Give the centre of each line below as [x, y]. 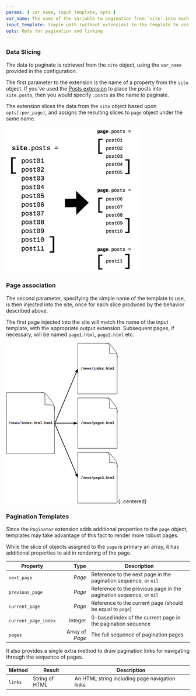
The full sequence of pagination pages [137, 635]
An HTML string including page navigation [125, 678]
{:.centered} [132, 501]
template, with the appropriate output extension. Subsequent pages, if [90, 328]
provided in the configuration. [42, 71]
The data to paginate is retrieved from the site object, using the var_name [94, 65]
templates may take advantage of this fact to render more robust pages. [92, 535]
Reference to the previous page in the [136, 589]
